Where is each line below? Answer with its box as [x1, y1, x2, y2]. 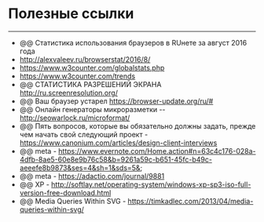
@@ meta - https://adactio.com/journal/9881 [19, 171, 165, 180]
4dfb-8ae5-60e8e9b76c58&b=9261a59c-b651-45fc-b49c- [19, 155, 212, 164]
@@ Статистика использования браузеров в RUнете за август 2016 [19, 38, 247, 47]
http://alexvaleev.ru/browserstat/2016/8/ [19, 54, 151, 64]
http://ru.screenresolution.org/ [19, 88, 118, 97]
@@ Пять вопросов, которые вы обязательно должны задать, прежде [19, 121, 256, 130]
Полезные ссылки [8, 5, 134, 23]
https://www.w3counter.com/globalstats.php [19, 63, 165, 72]
